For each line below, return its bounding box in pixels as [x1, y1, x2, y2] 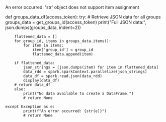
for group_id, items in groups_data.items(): [14, 38, 112, 43]
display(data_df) [23, 78, 59, 83]
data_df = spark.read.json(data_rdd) [23, 73, 102, 78]
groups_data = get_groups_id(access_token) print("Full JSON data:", [5, 19, 147, 25]
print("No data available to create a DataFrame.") [23, 91, 134, 96]
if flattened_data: [14, 60, 55, 65]
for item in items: [23, 43, 64, 48]
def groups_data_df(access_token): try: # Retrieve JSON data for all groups [5, 14, 161, 19]
